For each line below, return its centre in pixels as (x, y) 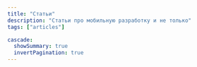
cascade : (20, 39)
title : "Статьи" (31, 14)
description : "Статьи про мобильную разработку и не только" (100, 20)
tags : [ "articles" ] (36, 27)
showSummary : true (41, 47)
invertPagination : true (49, 53)
